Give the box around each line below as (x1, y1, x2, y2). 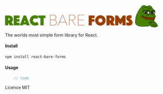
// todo (14, 76, 29, 81)
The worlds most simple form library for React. (5, 32, 98, 38)
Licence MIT (5, 85, 30, 91)
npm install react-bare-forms (5, 54, 66, 59)
